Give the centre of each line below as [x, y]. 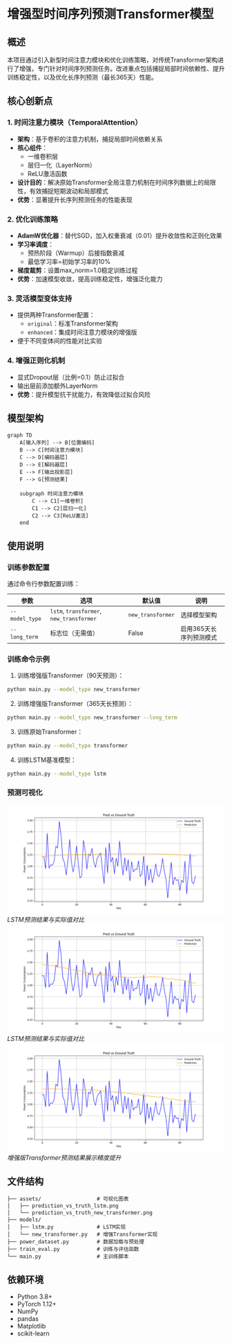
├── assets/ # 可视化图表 [68, 1199]
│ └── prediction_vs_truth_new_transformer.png [80, 1213]
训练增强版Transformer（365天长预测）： [75, 703]
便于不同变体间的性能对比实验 [59, 341]
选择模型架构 [199, 614]
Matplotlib [31, 1326]
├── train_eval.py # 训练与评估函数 [73, 1249]
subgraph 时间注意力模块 [52, 494]
